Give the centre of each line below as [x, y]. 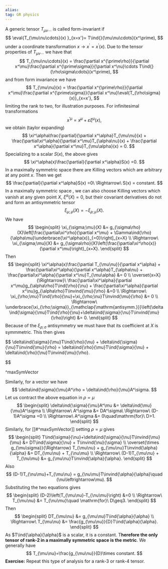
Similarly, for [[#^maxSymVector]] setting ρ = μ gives [60, 429]
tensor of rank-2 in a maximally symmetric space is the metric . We [76, 540]
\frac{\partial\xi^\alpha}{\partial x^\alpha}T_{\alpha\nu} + [84, 269]
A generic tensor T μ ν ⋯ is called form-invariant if [55, 29]
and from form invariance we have [41, 79]
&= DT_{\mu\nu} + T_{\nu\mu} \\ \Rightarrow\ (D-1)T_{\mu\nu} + [93, 453]
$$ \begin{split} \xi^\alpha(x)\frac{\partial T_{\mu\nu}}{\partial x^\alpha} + [84, 264]
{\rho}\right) [63, 318]
